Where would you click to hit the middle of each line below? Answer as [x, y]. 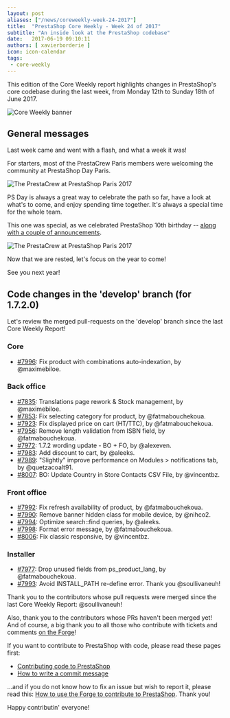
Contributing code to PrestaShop [64, 666]
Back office [26, 387]
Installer [21, 554]
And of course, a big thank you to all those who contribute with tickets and [112, 625]
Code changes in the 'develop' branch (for [100, 294]
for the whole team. [35, 212]
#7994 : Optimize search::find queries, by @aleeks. [89, 522]
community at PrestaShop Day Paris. [59, 171]
